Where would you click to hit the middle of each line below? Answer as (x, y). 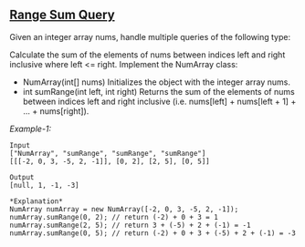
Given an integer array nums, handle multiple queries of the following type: (150, 36)
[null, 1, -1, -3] (44, 185)
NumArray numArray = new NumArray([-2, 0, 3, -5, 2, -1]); (124, 209)
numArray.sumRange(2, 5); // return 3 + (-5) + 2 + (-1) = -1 (130, 225)
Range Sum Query (63, 15)
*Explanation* (37, 201)
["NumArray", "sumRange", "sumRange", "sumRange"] (108, 153)
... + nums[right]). (56, 111)
